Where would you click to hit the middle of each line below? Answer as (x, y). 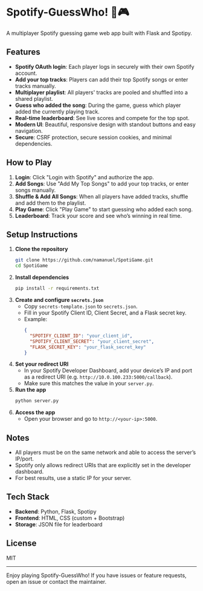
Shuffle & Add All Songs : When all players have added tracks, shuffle (101, 196)
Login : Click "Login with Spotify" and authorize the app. (84, 177)
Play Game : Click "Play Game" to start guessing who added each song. (104, 209)
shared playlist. (34, 98)
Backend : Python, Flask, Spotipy (56, 511)
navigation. (29, 130)
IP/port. (24, 459)
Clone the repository (41, 249)
